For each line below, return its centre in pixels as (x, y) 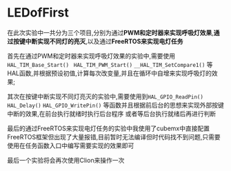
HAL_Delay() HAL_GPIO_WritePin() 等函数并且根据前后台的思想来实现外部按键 (115, 105)
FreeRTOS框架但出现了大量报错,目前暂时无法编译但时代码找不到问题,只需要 (114, 137)
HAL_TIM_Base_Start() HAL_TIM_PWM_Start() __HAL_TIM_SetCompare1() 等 (110, 64)
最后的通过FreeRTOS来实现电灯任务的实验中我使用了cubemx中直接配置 (109, 128)
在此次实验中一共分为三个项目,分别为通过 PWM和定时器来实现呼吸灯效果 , (110, 32)
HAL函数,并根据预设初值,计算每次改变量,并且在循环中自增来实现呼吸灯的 (110, 73)
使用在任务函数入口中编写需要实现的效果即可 (71, 145)
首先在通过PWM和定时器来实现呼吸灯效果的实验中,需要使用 (91, 56)
